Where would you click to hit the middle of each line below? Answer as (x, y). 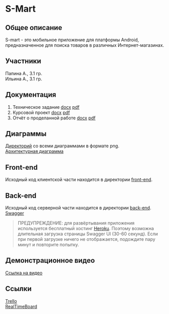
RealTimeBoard (21, 306)
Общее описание (34, 28)
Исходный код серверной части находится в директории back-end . (78, 208)
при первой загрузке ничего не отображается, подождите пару (87, 239)
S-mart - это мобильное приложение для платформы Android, (72, 40)
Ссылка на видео (24, 273)
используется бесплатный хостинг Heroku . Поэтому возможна (86, 229)
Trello (11, 301)
